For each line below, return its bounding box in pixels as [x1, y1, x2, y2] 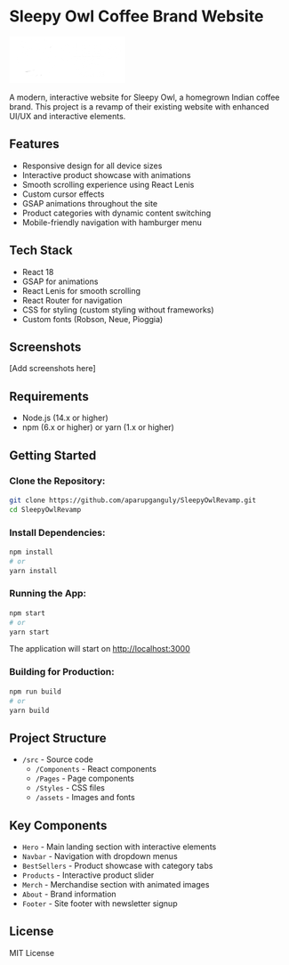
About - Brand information [21, 888, 117, 900]
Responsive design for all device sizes [21, 160, 163, 171]
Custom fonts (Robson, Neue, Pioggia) [21, 313, 164, 324]
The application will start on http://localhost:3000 [9, 644, 190, 654]
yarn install [9, 566, 58, 575]
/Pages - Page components [35, 773, 135, 784]
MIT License [9, 947, 55, 958]
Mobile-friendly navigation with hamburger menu [21, 216, 203, 228]
